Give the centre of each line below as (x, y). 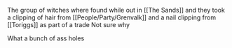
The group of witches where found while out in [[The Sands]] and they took (116, 10)
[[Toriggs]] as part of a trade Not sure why (69, 25)
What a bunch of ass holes (46, 38)
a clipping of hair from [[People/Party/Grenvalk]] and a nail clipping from (111, 17)
